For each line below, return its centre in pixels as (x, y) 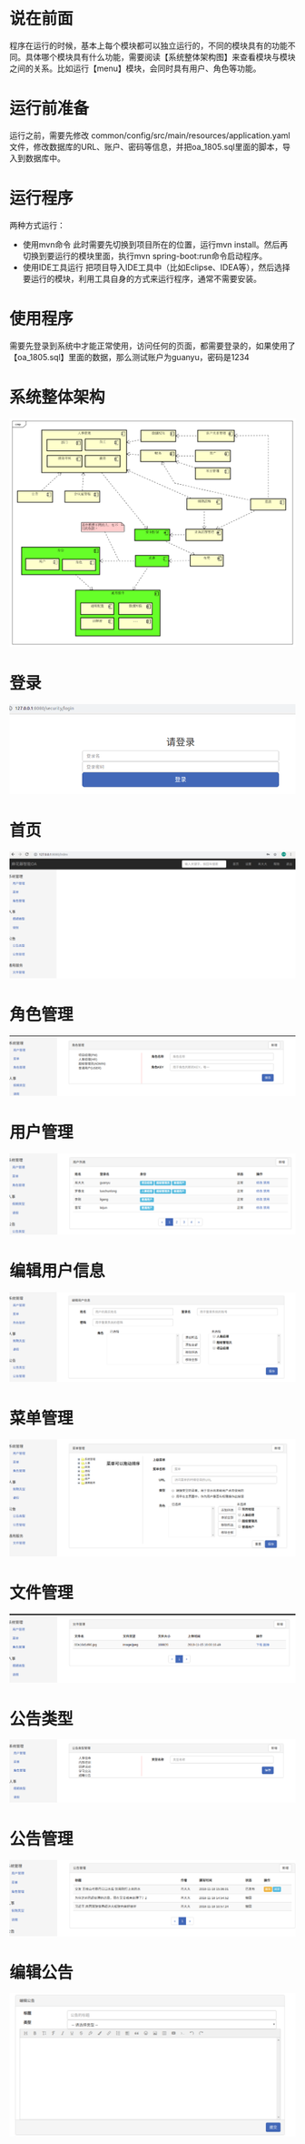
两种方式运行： (37, 225)
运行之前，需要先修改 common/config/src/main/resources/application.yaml (150, 135)
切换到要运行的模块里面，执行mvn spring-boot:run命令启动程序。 (145, 256)
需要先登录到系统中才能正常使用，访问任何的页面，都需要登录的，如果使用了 (152, 346)
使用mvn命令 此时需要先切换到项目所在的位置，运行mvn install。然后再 (155, 244)
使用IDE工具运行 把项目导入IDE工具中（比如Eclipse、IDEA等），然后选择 (156, 267)
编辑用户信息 (58, 1271)
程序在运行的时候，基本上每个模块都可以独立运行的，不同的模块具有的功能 (148, 45)
